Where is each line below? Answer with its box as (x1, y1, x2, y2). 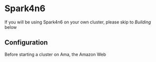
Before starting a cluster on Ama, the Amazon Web (4, 51, 106, 57)
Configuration (4, 39, 48, 47)
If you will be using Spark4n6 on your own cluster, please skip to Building (4, 19, 151, 25)
